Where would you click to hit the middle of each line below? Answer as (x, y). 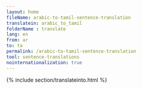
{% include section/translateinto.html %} (57, 80)
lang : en (17, 35)
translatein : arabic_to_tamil (44, 23)
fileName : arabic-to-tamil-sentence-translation (69, 18)
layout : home (23, 12)
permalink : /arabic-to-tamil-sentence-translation (71, 51)
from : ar (17, 40)
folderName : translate (36, 29)
